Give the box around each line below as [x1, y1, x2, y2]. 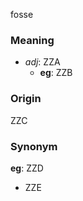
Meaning [10, 33, 55, 47]
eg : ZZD [10, 162, 44, 174]
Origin [10, 92, 42, 106]
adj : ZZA [24, 56, 61, 68]
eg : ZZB [39, 67, 73, 79]
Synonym [10, 139, 58, 153]
